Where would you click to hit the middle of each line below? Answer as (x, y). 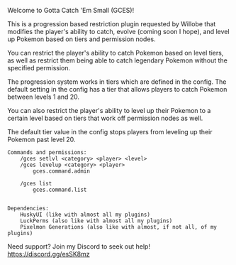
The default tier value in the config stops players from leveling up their (110, 132)
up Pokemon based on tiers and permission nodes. (82, 39)
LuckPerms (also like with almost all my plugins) (96, 221)
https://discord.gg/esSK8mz (49, 254)
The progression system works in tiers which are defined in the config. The (117, 82)
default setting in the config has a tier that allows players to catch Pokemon (117, 89)
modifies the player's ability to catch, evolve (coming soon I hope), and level (118, 32)
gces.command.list (60, 190)
